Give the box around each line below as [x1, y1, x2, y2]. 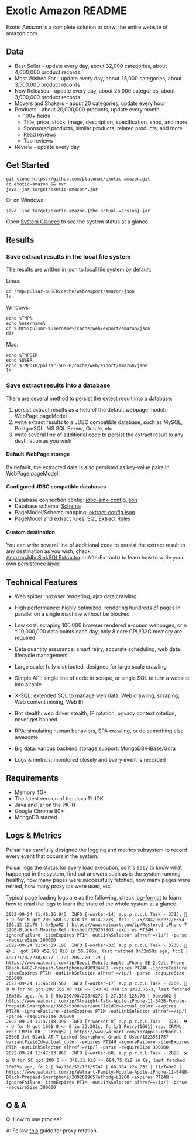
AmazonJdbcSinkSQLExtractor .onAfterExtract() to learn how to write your [6, 554, 184, 561]
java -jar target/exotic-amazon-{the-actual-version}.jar [6, 208, 150, 213]
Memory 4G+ [14, 789, 47, 796]
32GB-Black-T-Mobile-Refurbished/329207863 [6, 927, 114, 933]
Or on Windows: [6, 196, 45, 203]
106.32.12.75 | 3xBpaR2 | [6, 922, 69, 928]
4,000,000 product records [14, 69, 81, 76]
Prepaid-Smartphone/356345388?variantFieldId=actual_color [6, 1003, 153, 1009]
